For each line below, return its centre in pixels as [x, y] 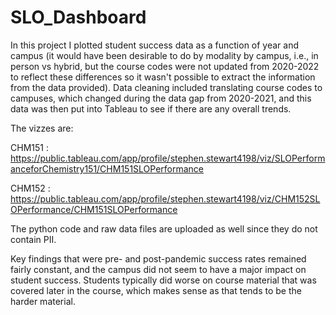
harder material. [43, 301]
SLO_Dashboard [78, 17]
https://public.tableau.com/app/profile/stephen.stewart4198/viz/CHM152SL [165, 198]
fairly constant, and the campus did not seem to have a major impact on [158, 269]
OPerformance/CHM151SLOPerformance [94, 209]
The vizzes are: [42, 128]
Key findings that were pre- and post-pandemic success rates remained [158, 258]
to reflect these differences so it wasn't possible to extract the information [163, 77]
